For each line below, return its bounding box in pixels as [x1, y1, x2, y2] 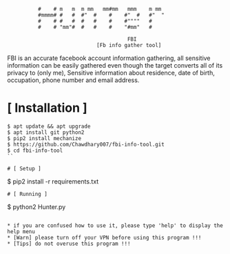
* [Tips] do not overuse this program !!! [7, 240, 131, 247]
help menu [7, 228, 36, 235]
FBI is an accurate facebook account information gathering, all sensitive [7, 54, 211, 62]
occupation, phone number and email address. [7, 76, 140, 84]
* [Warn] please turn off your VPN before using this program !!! [7, 234, 202, 241]
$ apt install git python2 [7, 128, 85, 136]
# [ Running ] [7, 190, 48, 197]
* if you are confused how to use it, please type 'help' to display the [7, 222, 224, 229]
